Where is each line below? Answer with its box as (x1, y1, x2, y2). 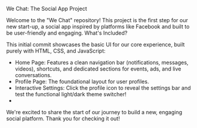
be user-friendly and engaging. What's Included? (6, 29, 128, 36)
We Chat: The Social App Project (6, 5, 87, 12)
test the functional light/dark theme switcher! (14, 91, 127, 97)
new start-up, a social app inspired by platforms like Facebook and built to (6, 23, 190, 30)
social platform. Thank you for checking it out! (6, 115, 120, 122)
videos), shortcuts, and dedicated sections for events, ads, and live (14, 65, 181, 72)
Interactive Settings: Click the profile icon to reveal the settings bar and (14, 84, 191, 92)
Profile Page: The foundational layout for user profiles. (14, 78, 149, 85)
